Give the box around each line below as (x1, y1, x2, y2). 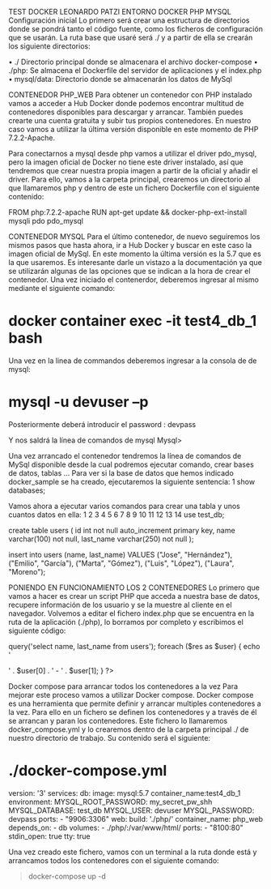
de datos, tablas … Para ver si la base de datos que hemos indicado (8, 468, 235, 477)
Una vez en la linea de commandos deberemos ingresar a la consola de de (8, 356, 257, 365)
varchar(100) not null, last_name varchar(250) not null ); (8, 534, 194, 544)
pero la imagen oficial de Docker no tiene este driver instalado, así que (8, 157, 244, 167)
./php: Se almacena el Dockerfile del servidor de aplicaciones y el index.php (8, 66, 262, 75)
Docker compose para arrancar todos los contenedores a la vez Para (8, 681, 239, 691)
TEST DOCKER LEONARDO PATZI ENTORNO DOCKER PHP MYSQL (8, 7, 232, 16)
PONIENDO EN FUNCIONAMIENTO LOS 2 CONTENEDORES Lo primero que (8, 583, 260, 592)
